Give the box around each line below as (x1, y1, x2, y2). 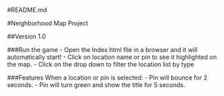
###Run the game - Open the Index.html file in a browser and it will (7, 46, 198, 53)
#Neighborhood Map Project (7, 19, 88, 27)
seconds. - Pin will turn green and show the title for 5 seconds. (7, 81, 186, 88)
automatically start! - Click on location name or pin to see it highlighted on (7, 53, 217, 61)
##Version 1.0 (7, 32, 46, 40)
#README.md (7, 6, 47, 14)
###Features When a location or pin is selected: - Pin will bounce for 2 (7, 73, 208, 82)
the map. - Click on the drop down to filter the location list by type (7, 60, 194, 68)
